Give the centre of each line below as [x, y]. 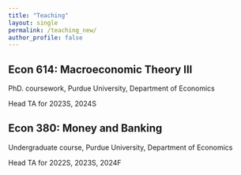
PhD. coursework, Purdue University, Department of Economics [111, 88]
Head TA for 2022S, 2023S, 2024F [65, 162]
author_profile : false [45, 37]
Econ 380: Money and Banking [85, 128]
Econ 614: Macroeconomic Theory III [100, 69]
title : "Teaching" [38, 15]
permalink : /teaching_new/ [53, 30]
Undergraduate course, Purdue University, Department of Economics [120, 147]
